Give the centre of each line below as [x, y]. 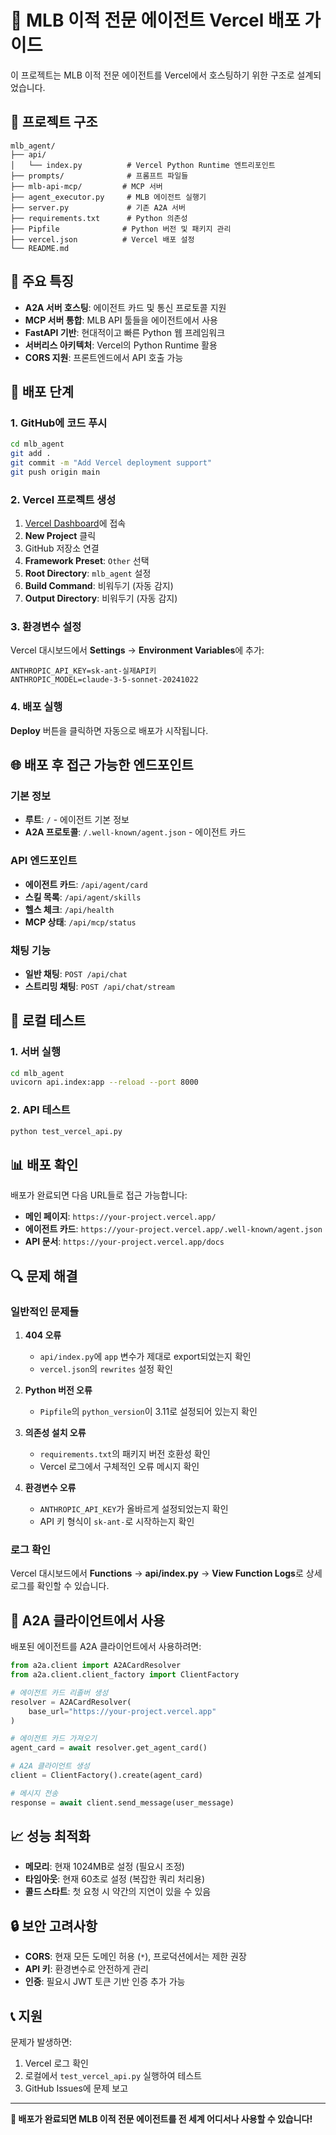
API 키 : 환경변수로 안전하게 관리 [86, 1969]
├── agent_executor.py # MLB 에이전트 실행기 [108, 197]
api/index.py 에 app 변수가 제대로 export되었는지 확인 [145, 1357]
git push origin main [55, 472]
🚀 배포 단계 [42, 391]
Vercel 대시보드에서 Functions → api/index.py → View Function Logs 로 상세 [166, 1573]
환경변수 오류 [50, 1488]
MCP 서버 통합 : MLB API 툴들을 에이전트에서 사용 [121, 320]
